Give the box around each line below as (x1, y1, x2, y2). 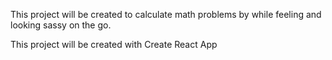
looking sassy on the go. (10, 19, 112, 31)
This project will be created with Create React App (10, 39, 218, 50)
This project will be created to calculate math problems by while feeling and (10, 9, 322, 20)
